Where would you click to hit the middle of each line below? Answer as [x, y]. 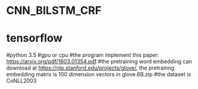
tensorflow [34, 38]
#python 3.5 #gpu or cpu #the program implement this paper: [83, 55]
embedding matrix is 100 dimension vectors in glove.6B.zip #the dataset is [99, 74]
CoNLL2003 [21, 81]
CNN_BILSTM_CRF [54, 11]
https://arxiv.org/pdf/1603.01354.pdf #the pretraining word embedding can [99, 62]
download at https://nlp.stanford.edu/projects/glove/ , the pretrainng [91, 68]
